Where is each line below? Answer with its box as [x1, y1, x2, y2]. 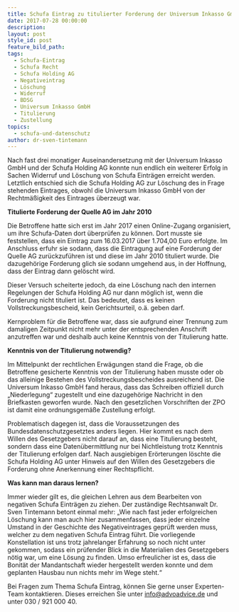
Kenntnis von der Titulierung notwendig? [7, 347, 132, 355]
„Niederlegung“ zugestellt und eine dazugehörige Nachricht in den [7, 390, 203, 399]
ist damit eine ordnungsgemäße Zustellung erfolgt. [7, 406, 156, 414]
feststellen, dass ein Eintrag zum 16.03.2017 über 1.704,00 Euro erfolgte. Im [7, 237, 228, 245]
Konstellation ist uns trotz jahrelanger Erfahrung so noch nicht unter [7, 538, 206, 546]
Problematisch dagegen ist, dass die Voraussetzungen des [7, 419, 180, 428]
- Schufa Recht [14, 63, 59, 71]
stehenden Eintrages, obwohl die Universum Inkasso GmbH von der [7, 186, 206, 195]
